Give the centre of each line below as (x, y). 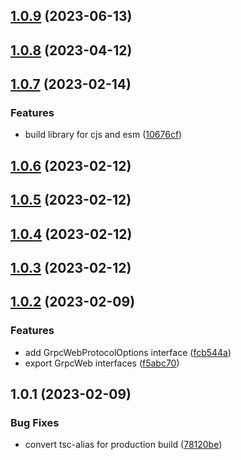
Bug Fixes (35, 423)
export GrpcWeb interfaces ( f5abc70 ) (102, 363)
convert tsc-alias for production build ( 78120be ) (123, 445)
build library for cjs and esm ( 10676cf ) (103, 135)
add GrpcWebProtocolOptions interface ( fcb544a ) (128, 352)
